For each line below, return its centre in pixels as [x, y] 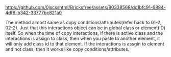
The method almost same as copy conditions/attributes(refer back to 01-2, [83, 22]
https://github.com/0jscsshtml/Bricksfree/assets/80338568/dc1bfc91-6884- [86, 7]
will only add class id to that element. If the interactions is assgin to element [85, 44]
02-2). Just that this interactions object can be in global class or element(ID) [86, 28]
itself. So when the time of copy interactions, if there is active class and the [84, 33]
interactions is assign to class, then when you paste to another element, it [83, 38]
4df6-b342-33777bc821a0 [34, 13]
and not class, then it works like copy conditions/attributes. [67, 49]
